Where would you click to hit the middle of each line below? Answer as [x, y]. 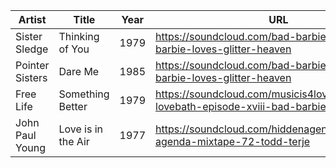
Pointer [32, 65]
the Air [74, 141]
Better [73, 106]
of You [74, 49]
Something [84, 94]
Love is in [81, 129]
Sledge [32, 49]
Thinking [79, 36]
